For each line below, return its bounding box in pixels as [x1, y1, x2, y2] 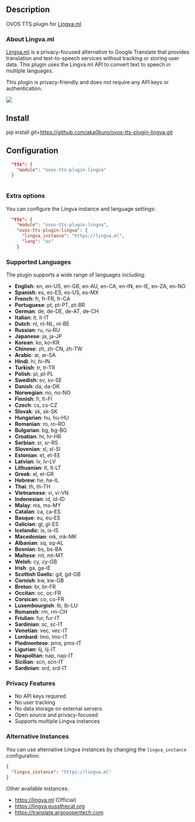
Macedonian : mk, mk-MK [14, 533, 78, 540]
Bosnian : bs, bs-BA [14, 546, 62, 553]
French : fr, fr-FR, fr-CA [14, 295, 70, 302]
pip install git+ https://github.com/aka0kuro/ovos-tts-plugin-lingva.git [6, 128, 173, 136]
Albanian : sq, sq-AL [14, 539, 63, 547]
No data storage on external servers [14, 705, 102, 712]
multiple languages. [6, 67, 54, 74]
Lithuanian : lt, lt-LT [14, 464, 62, 471]
